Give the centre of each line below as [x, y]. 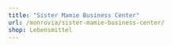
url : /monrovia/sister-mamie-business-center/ [86, 23]
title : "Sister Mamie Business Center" [74, 15]
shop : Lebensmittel [40, 30]
